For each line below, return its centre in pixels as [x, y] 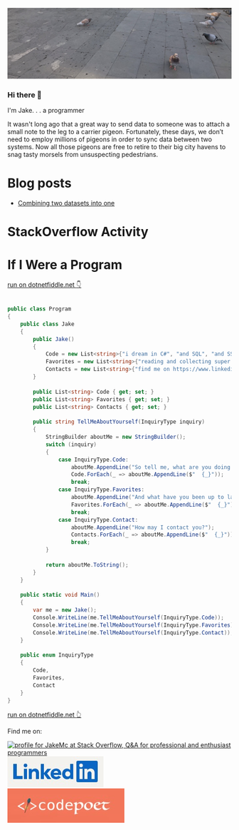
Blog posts [39, 183]
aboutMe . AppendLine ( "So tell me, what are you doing [151, 467]
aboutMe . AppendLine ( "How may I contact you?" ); [143, 527]
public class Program [39, 309]
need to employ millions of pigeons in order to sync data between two [110, 139]
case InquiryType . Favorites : [101, 490]
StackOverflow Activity [78, 232]
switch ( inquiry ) [71, 444]
